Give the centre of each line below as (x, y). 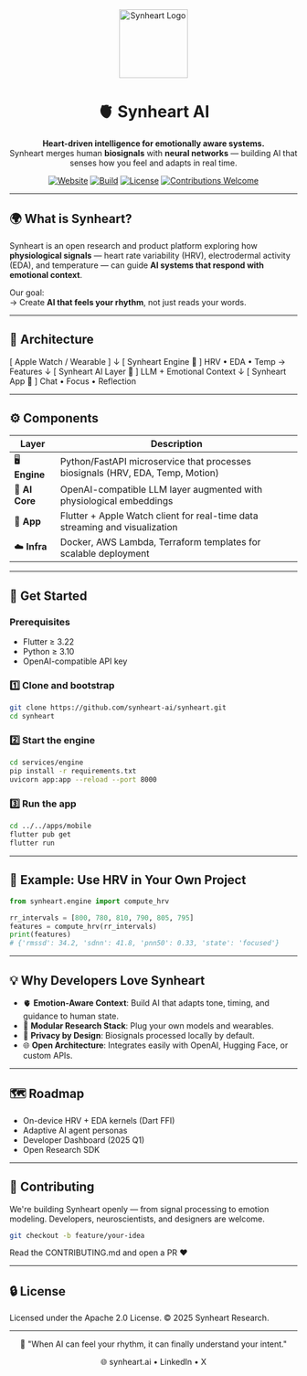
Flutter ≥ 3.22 (48, 642)
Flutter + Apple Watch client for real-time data (159, 516)
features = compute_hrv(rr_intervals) (83, 926)
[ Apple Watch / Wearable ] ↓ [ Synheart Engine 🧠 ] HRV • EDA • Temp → (148, 361)
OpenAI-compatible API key (75, 661)
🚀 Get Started (48, 596)
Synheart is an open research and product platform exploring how (133, 245)
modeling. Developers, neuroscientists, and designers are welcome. (137, 1219)
